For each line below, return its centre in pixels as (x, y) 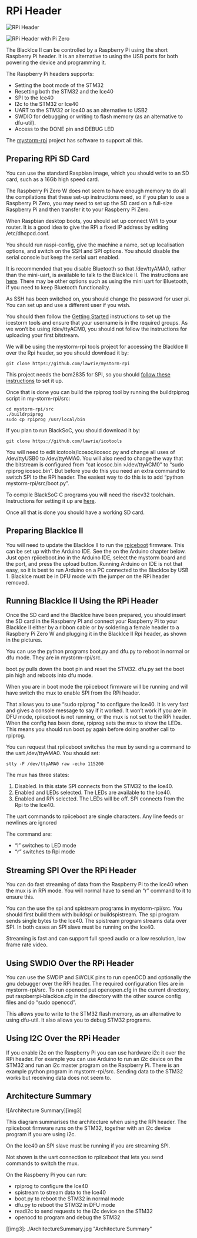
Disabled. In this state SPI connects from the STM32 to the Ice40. (94, 786)
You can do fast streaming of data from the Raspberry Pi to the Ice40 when (97, 885)
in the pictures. (24, 640)
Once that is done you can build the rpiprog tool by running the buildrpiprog (98, 392)
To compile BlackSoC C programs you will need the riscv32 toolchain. (91, 495)
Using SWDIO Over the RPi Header (70, 963)
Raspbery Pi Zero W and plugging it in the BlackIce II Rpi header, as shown (96, 634)
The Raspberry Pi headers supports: (50, 74)
